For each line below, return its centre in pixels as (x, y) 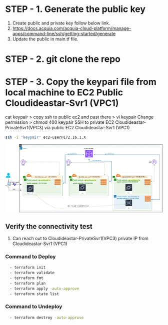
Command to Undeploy (34, 307)
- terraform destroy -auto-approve (47, 318)
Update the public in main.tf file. (45, 39)
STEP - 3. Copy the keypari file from (81, 82)
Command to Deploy (30, 257)
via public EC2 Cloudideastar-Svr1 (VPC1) (87, 128)
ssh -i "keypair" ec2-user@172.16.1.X (45, 138)
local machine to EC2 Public (64, 93)
